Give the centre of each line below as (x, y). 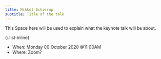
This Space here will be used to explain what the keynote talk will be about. (80, 28)
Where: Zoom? (27, 52)
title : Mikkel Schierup (29, 10)
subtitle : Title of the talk (35, 14)
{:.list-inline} (17, 38)
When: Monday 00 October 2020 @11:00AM (57, 47)
